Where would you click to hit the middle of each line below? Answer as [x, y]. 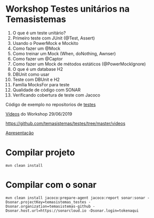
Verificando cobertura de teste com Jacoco [56, 95]
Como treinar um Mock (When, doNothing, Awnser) [64, 53]
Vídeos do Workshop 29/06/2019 [39, 114]
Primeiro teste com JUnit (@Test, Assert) [54, 38]
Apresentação [20, 133]
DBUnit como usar [31, 74]
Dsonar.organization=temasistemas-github [48, 206]
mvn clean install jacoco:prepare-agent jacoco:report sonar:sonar [76, 198]
